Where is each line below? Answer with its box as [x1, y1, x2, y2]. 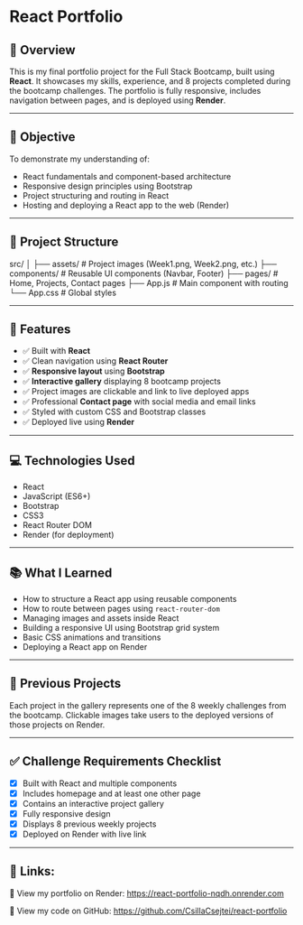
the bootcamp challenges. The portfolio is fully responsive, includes [9, 86, 262, 96]
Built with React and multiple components [22, 778, 178, 789]
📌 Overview [9, 42, 76, 58]
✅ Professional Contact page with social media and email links [22, 396, 256, 407]
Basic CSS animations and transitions [22, 632, 161, 643]
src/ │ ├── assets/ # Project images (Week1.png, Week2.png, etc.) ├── [9, 258, 278, 269]
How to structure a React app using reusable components [22, 594, 237, 605]
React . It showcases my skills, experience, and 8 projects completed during [9, 76, 291, 87]
